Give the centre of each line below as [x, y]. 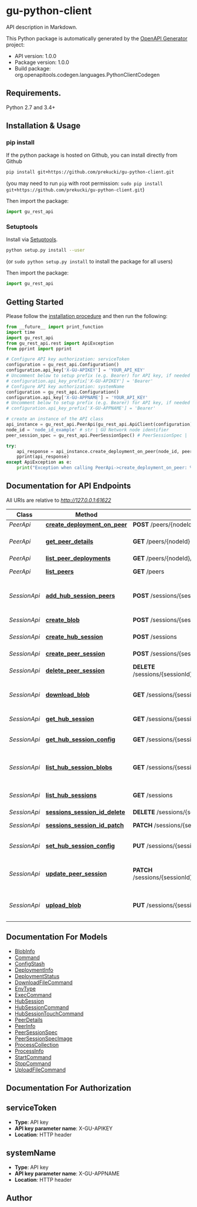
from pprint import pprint [39, 349]
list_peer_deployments [78, 558]
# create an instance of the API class [55, 419]
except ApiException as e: [39, 462]
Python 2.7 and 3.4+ [31, 107]
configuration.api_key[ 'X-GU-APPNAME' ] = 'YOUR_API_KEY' [77, 397]
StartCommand [33, 1057]
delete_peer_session [75, 670]
